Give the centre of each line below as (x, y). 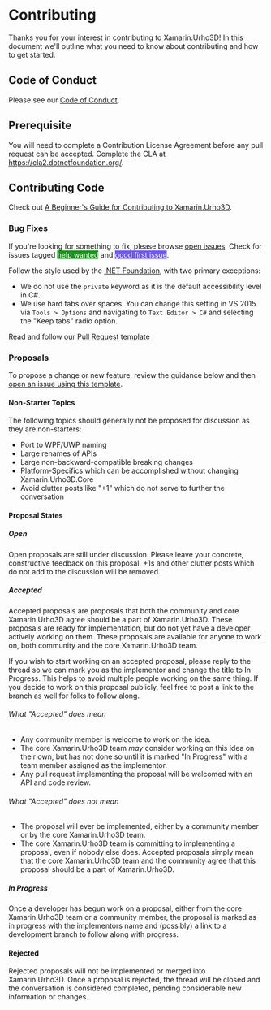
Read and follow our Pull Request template (79, 336)
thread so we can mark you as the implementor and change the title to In (130, 670)
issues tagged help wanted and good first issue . (89, 254)
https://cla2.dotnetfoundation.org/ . (66, 162)
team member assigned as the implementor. (94, 765)
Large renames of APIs (58, 453)
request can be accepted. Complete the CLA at (87, 154)
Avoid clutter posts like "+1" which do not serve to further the (122, 488)
